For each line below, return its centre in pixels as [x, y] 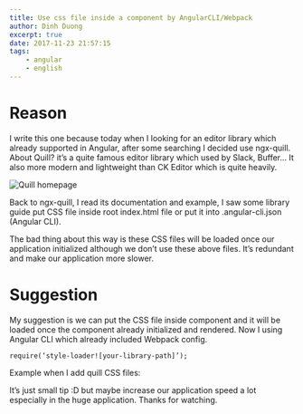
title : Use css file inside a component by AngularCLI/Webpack [131, 18]
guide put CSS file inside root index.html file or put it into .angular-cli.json [146, 212]
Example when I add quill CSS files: [75, 372]
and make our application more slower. [81, 258]
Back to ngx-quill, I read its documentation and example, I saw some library [150, 202]
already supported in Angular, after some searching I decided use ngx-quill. [150, 148]
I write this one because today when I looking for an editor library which [143, 138]
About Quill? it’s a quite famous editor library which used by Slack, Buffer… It [151, 157]
